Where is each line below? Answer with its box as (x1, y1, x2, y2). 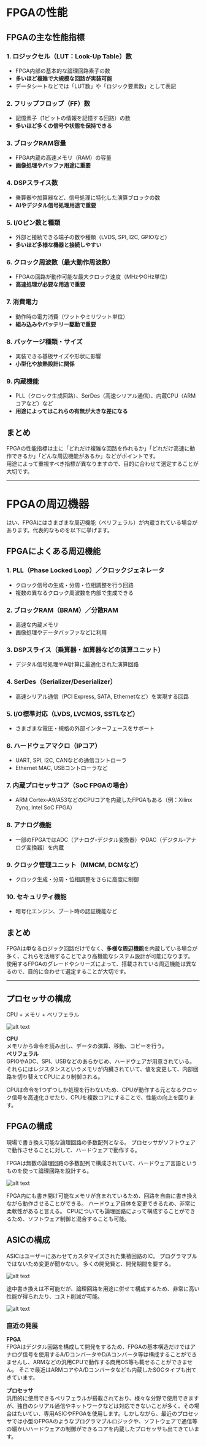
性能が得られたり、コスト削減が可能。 (6, 1292, 103, 1300)
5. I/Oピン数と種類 (6, 218, 61, 227)
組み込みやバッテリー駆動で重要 (15, 320, 96, 328)
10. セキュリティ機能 (6, 892, 67, 901)
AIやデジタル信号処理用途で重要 (15, 201, 96, 209)
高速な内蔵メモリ (15, 621, 59, 628)
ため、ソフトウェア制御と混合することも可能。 (11, 1215, 130, 1222)
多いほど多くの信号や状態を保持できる (15, 122, 112, 130)
